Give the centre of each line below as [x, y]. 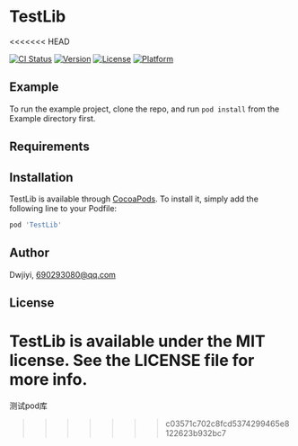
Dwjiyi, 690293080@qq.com [63, 274]
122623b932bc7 [196, 433]
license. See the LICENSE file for [132, 361]
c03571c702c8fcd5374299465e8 [228, 424]
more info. [48, 380]
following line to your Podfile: [63, 208]
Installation [41, 177]
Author [29, 253]
